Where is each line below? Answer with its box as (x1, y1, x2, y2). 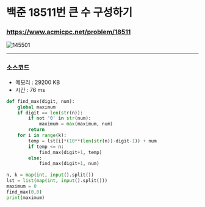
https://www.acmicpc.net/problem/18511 (6, 28, 131, 37)
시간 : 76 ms (15, 86, 46, 93)
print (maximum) (6, 194, 45, 201)
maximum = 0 (6, 183, 37, 189)
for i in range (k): (17, 132, 67, 139)
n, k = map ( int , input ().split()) (6, 172, 95, 178)
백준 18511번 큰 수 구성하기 (6, 5, 133, 19)
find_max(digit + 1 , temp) (38, 149, 103, 155)
